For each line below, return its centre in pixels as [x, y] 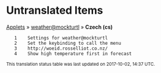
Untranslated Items [55, 10]
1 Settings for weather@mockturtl [61, 38]
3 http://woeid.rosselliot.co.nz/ [61, 48]
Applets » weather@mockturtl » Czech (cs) [60, 27]
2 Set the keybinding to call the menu [67, 43]
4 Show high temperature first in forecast [73, 54]
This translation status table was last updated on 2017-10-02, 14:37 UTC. [80, 64]
